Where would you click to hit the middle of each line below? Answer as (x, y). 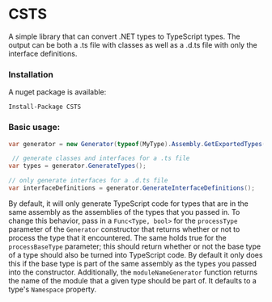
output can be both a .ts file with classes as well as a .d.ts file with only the (133, 44)
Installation (31, 74)
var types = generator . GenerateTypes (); (78, 166)
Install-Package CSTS (45, 107)
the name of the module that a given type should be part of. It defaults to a (132, 280)
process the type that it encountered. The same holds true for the (117, 237)
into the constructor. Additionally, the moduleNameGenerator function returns (133, 272)
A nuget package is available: (57, 92)
